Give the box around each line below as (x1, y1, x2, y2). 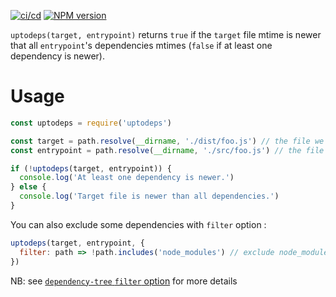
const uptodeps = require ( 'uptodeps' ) (10, 118, 172, 128)
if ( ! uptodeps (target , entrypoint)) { (10, 163, 172, 174)
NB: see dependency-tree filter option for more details (10, 275, 238, 287)
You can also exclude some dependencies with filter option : (10, 218, 267, 230)
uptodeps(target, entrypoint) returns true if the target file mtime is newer (10, 29, 322, 40)
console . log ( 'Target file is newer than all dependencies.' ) (19, 191, 280, 202)
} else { (10, 182, 47, 192)
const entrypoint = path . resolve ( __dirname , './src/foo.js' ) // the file (10, 145, 325, 155)
